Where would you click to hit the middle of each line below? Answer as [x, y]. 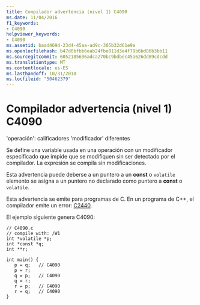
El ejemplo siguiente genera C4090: [50, 217]
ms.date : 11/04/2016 [32, 17]
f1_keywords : [23, 23]
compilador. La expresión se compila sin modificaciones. [76, 163]
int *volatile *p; [29, 239]
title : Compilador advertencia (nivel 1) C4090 [67, 12]
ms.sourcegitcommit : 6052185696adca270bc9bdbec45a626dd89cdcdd [87, 57]
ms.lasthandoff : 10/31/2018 [41, 74]
